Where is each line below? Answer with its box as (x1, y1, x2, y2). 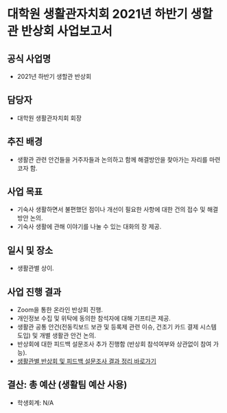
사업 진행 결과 (7, 286, 62, 298)
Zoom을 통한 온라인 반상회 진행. (16, 306, 104, 314)
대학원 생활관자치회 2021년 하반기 (7, 6, 189, 22)
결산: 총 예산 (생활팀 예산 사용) (7, 379, 128, 391)
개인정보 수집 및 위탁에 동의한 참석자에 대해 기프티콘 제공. (16, 314, 171, 322)
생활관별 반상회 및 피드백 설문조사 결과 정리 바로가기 (16, 357, 156, 366)
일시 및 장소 (7, 244, 53, 256)
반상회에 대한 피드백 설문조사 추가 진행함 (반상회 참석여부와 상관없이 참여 (16, 340, 212, 349)
